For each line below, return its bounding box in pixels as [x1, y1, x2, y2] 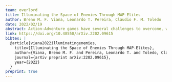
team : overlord [5, 7, 38, 13]
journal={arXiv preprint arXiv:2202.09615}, [14, 54, 111, 60]
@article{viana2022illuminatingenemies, [10, 41, 97, 46]
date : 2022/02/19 [5, 21, 42, 27]
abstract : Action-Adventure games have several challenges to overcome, [5, 26, 164, 32]
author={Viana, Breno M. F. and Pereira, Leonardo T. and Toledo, [14, 50, 159, 55]
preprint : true [5, 69, 38, 74]
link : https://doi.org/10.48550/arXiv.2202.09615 [5, 31, 114, 36]
